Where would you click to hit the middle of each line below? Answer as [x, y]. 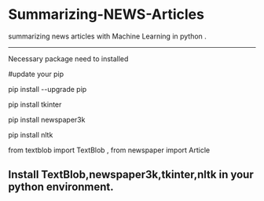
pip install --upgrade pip [48, 89]
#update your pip [36, 74]
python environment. [61, 187]
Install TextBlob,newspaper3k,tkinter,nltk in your [131, 175]
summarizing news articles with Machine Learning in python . [107, 36]
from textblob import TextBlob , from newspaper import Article [109, 150]
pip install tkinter [35, 104]
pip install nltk [31, 134]
